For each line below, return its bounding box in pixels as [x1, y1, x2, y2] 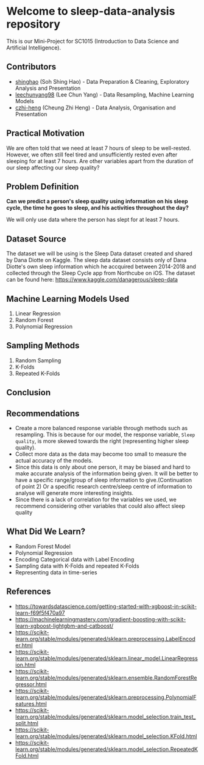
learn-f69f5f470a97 [15, 609, 65, 617]
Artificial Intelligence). [6, 44, 62, 51]
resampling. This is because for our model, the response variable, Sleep [15, 431, 195, 438]
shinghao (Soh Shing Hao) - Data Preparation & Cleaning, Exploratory [15, 78, 190, 85]
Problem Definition [6, 181, 79, 192]
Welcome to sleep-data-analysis [6, 4, 175, 18]
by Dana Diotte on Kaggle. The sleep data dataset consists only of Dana [6, 257, 187, 264]
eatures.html [15, 700, 47, 707]
